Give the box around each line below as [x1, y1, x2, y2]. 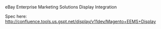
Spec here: [5, 14, 27, 19]
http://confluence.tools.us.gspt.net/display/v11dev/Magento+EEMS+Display [5, 19, 156, 24]
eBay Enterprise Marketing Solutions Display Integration [5, 4, 117, 10]
